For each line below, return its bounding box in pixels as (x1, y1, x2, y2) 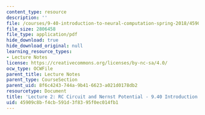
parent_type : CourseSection (6, 77, 78, 83)
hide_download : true (6, 37, 59, 43)
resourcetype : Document (6, 88, 67, 94)
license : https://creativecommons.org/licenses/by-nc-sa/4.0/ (6, 60, 168, 66)
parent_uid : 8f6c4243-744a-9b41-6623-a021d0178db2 (6, 83, 138, 89)
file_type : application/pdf (6, 32, 78, 38)
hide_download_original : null (6, 43, 84, 49)
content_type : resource (6, 9, 67, 15)
